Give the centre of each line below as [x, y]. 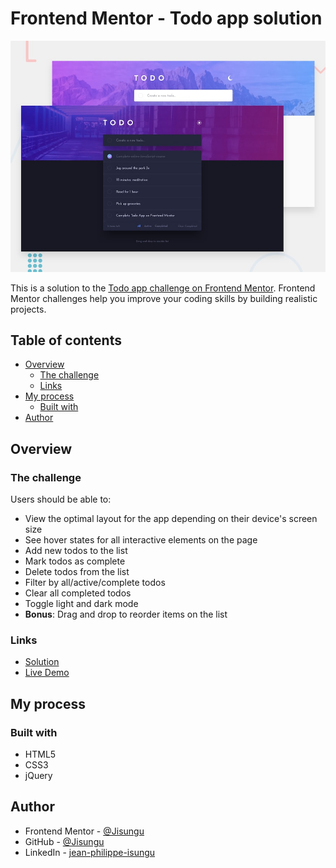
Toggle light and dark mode [81, 604]
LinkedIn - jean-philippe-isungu [90, 852]
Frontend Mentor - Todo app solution [166, 18]
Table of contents [66, 340]
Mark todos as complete [75, 561]
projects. [28, 309]
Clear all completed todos [78, 593]
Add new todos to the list [76, 551]
